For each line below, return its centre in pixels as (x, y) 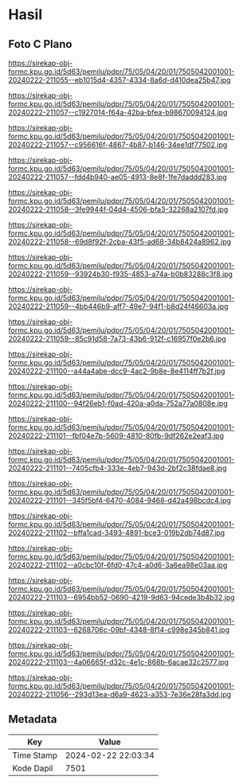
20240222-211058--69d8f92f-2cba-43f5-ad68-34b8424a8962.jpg (120, 242)
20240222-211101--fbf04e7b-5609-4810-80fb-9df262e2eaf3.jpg (116, 436)
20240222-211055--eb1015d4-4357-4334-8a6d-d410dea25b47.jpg (120, 80)
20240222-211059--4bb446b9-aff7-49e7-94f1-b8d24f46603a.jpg (118, 306)
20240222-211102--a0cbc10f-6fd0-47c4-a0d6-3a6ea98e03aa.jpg (118, 565)
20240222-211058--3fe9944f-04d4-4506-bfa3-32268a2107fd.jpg (118, 209)
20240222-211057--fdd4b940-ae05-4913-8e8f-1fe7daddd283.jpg (118, 177)
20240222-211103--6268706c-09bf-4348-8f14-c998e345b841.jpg (119, 630)
